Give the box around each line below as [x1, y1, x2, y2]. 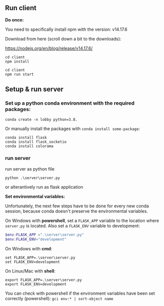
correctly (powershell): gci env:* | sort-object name [5, 295, 114, 301]
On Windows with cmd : [5, 245, 52, 251]
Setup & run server [5, 85, 64, 93]
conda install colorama [5, 144, 54, 149]
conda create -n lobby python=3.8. [5, 117, 78, 122]
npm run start [5, 72, 34, 77]
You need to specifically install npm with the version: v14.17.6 [5, 26, 128, 32]
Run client [5, 4, 37, 12]
